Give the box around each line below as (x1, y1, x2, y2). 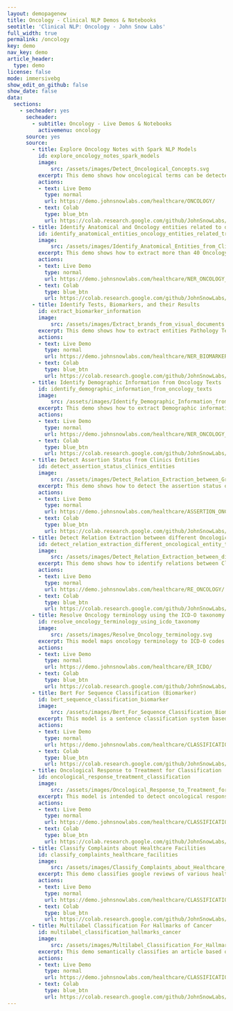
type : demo (13, 62, 45, 69)
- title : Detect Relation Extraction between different (32, 534, 197, 541)
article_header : (7, 56, 54, 63)
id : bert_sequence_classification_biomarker (37, 696, 169, 703)
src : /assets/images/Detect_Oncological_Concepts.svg (51, 165, 209, 173)
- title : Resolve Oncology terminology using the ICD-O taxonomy (32, 612, 225, 619)
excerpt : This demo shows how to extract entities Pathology (37, 327, 218, 334)
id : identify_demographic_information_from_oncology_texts (37, 385, 213, 392)
